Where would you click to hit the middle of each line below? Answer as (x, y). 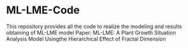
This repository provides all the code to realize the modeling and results (94, 26)
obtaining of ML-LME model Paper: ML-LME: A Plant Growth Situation (91, 32)
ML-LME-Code (43, 10)
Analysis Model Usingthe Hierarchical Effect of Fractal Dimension (86, 39)
